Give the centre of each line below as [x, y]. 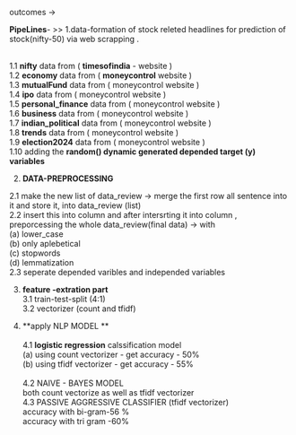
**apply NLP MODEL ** [65, 326]
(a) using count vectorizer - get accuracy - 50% [111, 354]
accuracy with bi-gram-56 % [76, 412]
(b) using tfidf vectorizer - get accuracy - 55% [108, 364]
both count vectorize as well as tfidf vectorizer [108, 392]
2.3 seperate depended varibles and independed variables [118, 272]
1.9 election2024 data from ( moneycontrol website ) [107, 142]
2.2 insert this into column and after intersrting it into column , [123, 215]
